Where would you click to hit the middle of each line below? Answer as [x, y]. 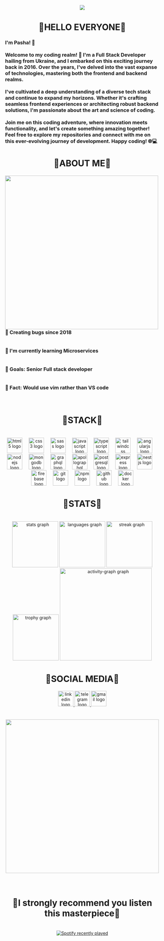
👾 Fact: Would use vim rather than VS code [57, 388]
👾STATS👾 [82, 504]
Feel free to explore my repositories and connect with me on [78, 135]
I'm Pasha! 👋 [20, 43]
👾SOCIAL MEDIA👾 [82, 679]
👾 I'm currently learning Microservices [52, 351]
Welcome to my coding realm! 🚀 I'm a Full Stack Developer [75, 55]
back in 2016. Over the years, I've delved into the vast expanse [81, 67]
